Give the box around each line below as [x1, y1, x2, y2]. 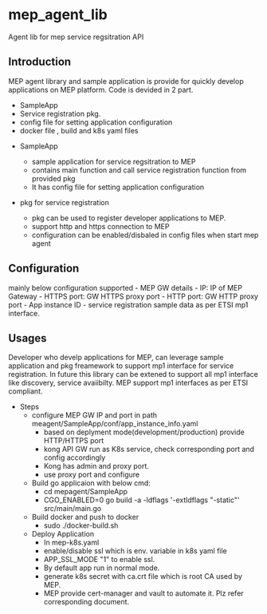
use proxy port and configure [43, 469, 140, 480]
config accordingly [43, 453, 106, 462]
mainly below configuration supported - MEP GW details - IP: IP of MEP [8, 283, 243, 292]
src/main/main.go [43, 504, 102, 513]
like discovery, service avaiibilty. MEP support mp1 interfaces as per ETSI [8, 378, 249, 388]
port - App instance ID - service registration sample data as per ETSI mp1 [8, 299, 249, 309]
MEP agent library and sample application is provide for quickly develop [8, 76, 245, 85]
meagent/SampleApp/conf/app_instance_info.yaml [31, 419, 198, 429]
